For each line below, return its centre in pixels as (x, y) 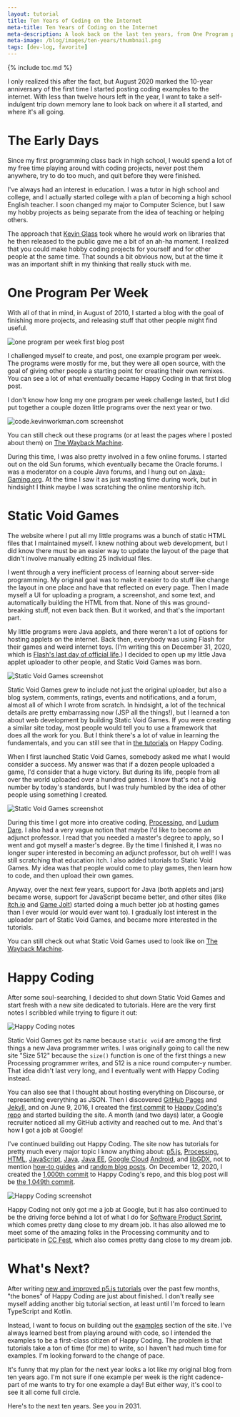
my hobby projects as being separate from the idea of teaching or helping (116, 212)
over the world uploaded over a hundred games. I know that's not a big (112, 779)
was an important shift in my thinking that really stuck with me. (99, 264)
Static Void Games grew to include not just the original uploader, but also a (117, 690)
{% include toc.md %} (40, 68)
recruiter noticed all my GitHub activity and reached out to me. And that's (115, 1122)
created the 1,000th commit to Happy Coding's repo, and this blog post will (118, 1174)
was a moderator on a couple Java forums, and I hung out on (97, 472)
